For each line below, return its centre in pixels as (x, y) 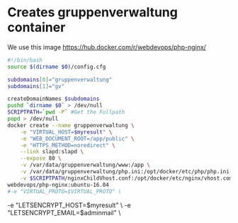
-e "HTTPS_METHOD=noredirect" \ (68, 145)
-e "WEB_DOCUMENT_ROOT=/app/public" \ (77, 138)
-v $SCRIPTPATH (42, 178)
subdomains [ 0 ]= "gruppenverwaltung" (60, 80)
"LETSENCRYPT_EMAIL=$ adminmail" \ (64, 212)
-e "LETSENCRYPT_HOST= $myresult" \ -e (69, 205)
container (36, 27)
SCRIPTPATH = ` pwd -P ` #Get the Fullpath (66, 112)
